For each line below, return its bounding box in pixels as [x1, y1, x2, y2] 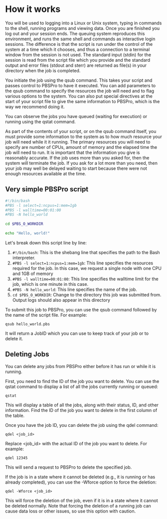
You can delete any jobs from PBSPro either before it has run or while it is [5, 363, 156, 369]
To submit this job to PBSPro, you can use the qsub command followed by [5, 306, 157, 312]
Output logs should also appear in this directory [12, 297, 111, 303]
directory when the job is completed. [5, 67, 81, 73]
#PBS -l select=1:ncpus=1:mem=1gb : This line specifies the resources [12, 260, 154, 266]
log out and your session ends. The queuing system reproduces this [5, 30, 145, 36]
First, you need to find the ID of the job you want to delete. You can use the [5, 378, 160, 384]
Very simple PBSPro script [5, 185, 89, 194]
